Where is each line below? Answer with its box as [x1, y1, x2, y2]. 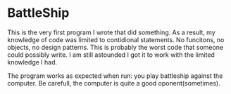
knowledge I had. [7, 58, 58, 66]
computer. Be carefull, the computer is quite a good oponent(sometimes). [7, 79, 220, 87]
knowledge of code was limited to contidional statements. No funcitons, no [7, 35, 225, 43]
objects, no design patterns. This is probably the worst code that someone [7, 43, 224, 51]
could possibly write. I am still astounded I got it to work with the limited [7, 51, 215, 59]
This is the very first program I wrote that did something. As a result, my [7, 28, 216, 36]
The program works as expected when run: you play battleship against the [7, 72, 223, 80]
